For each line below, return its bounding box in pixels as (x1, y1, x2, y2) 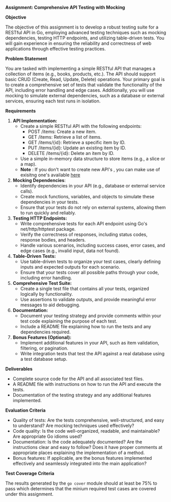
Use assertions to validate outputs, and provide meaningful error (20, 297, 157, 302)
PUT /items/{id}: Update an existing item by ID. (28, 145, 126, 151)
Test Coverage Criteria (5, 470, 55, 476)
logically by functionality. (20, 291, 73, 297)
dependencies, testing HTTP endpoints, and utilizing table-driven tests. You (5, 35, 165, 41)
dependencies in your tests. (20, 199, 79, 205)
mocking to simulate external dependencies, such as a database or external (5, 93, 165, 98)
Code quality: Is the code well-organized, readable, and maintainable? (12, 428, 160, 434)
